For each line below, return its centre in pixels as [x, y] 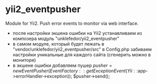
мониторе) [24, 60]
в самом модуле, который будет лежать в [58, 44]
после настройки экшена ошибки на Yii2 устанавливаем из [77, 33]
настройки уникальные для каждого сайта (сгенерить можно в [82, 55]
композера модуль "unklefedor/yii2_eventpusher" [66, 38]
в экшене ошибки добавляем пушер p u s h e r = [62, 65]
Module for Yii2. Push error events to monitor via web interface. [72, 23]
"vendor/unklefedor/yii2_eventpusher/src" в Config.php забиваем [82, 49]
